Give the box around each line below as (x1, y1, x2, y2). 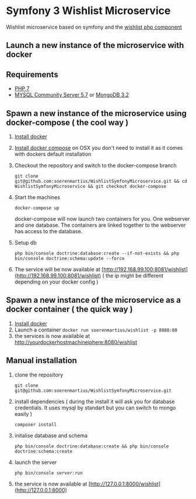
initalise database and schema (14, 432, 88, 439)
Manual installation (6, 356, 78, 365)
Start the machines (14, 193, 60, 200)
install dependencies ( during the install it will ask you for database (14, 398, 175, 405)
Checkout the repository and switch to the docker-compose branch (14, 162, 177, 169)
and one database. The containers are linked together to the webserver (14, 221, 186, 228)
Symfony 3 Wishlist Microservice (6, 4, 171, 18)
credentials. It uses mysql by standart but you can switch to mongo (14, 404, 176, 411)
